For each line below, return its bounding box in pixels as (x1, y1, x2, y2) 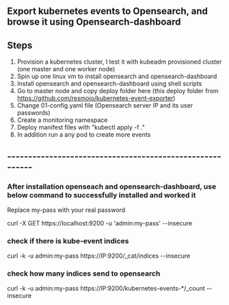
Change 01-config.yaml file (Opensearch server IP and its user (16, 101, 193, 110)
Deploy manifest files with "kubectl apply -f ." (16, 123, 146, 132)
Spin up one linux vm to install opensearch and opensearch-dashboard (16, 72, 217, 81)
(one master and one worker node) (16, 65, 116, 73)
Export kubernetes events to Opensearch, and (7, 5, 208, 17)
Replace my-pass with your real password (7, 206, 126, 214)
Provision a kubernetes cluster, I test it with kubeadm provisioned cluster (16, 58, 222, 66)
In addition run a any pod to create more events (16, 130, 151, 139)
